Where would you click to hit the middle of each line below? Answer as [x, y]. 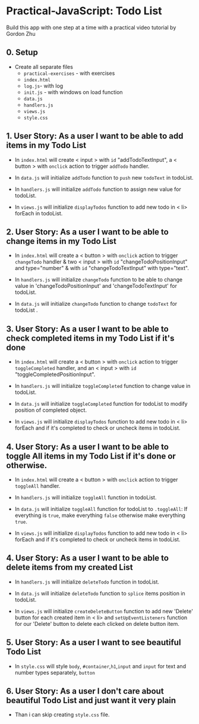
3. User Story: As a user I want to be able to [88, 329]
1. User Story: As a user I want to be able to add [95, 136]
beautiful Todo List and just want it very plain [91, 701]
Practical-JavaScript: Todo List [84, 11]
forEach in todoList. [39, 213]
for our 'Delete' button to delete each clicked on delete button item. [97, 623]
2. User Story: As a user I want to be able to [88, 232]
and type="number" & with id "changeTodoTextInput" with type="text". [102, 268]
